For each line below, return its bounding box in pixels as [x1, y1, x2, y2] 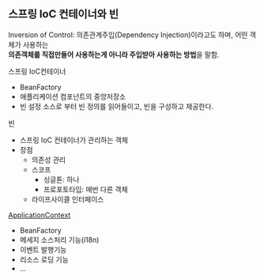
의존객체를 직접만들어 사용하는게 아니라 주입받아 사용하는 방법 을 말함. [8, 50, 220, 59]
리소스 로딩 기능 [19, 254, 69, 264]
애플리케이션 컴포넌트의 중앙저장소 [19, 92, 126, 101]
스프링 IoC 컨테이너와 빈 [8, 7, 119, 21]
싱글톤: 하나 [43, 175, 80, 184]
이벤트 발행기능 [19, 244, 67, 254]
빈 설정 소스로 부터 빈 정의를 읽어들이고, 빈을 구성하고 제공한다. [19, 101, 214, 111]
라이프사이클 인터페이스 [31, 194, 104, 204]
